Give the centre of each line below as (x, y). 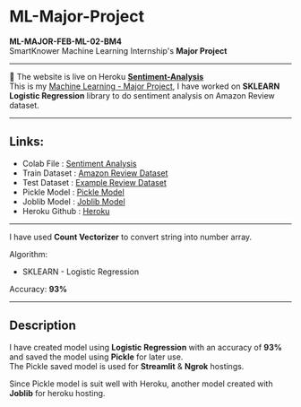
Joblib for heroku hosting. (57, 393)
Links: (27, 142)
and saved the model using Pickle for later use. (96, 357)
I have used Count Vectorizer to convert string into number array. (131, 237)
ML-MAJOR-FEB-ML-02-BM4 (66, 41)
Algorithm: (28, 254)
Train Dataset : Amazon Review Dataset (95, 173)
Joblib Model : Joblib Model (73, 201)
